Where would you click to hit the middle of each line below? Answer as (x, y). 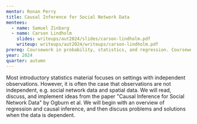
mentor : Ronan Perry (31, 11)
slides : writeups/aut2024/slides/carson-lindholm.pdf (84, 39)
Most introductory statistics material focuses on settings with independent (96, 78)
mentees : (17, 22)
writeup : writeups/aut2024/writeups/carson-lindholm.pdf (88, 45)
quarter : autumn (26, 61)
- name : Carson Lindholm (42, 33)
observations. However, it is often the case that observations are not (89, 83)
